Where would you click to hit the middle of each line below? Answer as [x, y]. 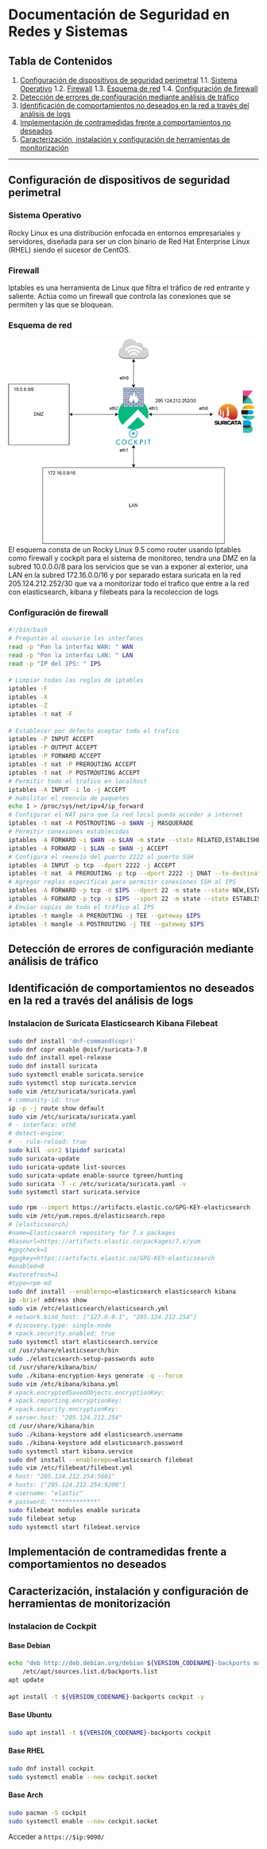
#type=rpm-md [30, 1283]
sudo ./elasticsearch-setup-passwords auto [81, 1359]
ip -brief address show [48, 1300]
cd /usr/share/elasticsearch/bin [64, 1351]
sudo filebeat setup [43, 1518]
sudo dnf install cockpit [51, 1769]
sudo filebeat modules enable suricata [74, 1510]
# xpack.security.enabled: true [62, 1334]
